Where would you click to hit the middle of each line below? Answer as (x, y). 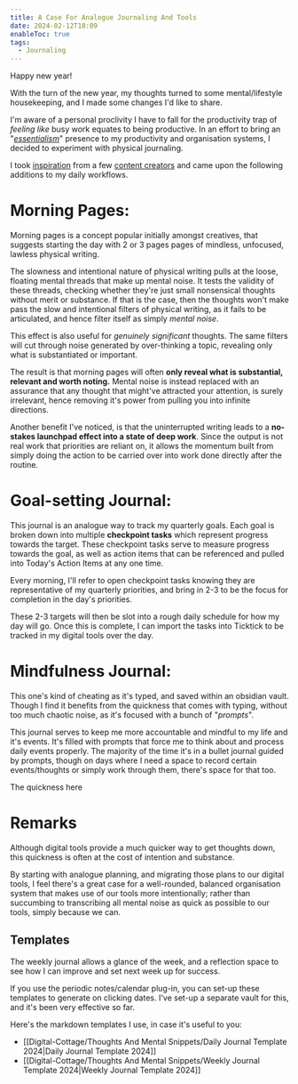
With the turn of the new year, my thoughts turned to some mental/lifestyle (146, 93)
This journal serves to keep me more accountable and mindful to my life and (149, 732)
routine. (24, 465)
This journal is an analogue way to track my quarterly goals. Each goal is (142, 525)
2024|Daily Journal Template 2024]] (90, 1051)
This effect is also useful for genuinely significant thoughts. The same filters (149, 336)
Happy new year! (41, 76)
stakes (23, 437)
